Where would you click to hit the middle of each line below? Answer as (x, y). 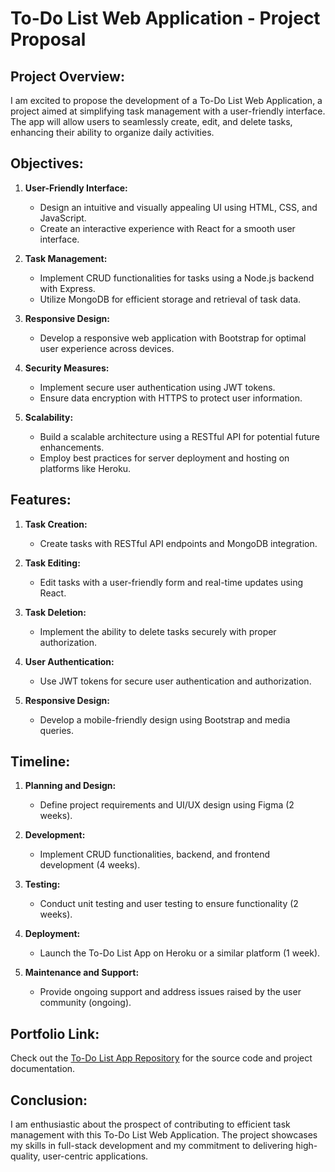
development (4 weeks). (90, 865)
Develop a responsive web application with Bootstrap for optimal (173, 338)
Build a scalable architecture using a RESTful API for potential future (179, 436)
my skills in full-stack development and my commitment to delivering (152, 1146)
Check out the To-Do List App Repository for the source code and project (161, 1058)
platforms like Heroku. (85, 468)
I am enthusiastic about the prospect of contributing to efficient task (150, 1124)
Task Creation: (56, 524)
